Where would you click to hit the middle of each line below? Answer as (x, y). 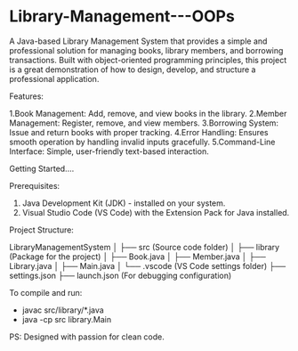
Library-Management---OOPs (122, 16)
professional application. (54, 78)
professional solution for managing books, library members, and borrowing (146, 50)
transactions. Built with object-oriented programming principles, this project (148, 60)
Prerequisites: (35, 185)
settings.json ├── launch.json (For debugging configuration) (121, 275)
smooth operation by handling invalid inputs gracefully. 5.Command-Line (142, 142)
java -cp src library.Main (67, 319)
